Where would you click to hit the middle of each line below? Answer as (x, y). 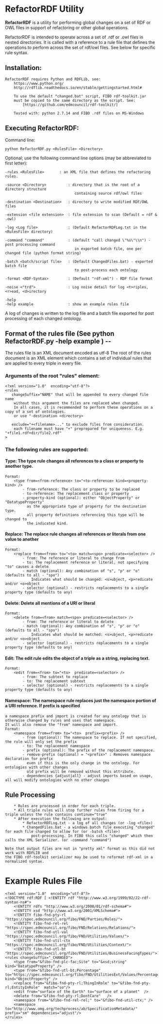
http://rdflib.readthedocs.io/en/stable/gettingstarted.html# (78, 88)
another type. (19, 466)
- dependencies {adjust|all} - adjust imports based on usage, (88, 776)
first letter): (16, 163)
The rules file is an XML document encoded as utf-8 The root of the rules (78, 353)
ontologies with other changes (37, 767)
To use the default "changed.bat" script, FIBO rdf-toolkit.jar (80, 96)
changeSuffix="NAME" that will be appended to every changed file (80, 395)
